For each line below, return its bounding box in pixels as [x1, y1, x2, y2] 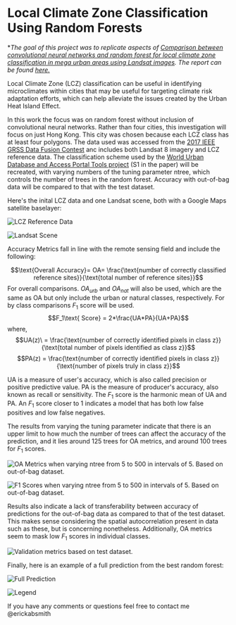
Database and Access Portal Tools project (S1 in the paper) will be [7, 160, 199, 168]
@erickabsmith [7, 609, 51, 617]
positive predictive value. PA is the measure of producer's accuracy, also [7, 382, 219, 391]
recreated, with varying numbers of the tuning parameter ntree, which [7, 168, 210, 176]
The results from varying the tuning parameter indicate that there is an [7, 422, 211, 431]
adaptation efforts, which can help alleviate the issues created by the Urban [7, 94, 228, 103]
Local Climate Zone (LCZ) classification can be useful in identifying [7, 79, 202, 87]
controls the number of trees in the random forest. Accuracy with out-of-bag [7, 175, 230, 184]
